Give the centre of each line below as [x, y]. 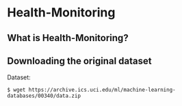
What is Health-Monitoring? [68, 38]
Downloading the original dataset [79, 61]
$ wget [16, 90]
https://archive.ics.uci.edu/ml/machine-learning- [102, 90]
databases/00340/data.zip [44, 96]
